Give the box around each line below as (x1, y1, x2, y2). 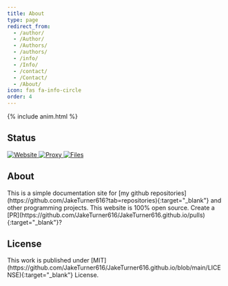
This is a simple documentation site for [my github (7, 189, 149, 197)
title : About (7, 10, 45, 17)
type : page (7, 17, 39, 23)
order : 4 (7, 94, 32, 101)
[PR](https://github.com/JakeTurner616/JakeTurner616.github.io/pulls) (7, 211, 205, 219)
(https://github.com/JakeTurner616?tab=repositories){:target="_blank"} (7, 196, 209, 204)
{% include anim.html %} (7, 112, 78, 121)
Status (7, 132, 37, 144)
